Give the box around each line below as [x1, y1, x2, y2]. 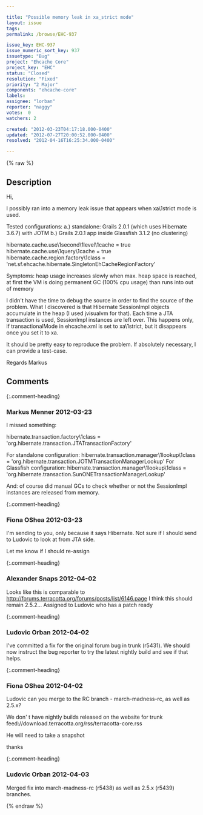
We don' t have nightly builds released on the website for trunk [6, 713, 163, 721]
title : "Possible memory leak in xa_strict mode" [6, 14, 135, 20]
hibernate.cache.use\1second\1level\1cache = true [6, 241, 131, 248]
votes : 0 [6, 110, 32, 116]
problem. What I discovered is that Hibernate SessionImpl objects [6, 303, 170, 310]
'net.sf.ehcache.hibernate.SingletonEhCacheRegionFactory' [6, 260, 156, 267]
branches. [6, 790, 32, 797]
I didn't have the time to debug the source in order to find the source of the [6, 296, 193, 304]
